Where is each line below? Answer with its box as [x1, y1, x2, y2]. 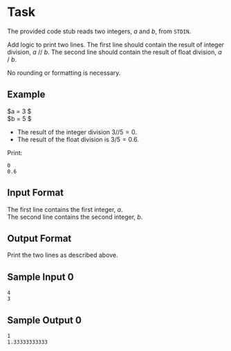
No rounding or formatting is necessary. [7, 69, 121, 77]
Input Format [7, 187, 64, 199]
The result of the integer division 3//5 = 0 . [17, 127, 137, 136]
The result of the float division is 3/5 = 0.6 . [17, 135, 140, 143]
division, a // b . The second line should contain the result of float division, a [7, 48, 223, 56]
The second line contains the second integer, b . [7, 213, 143, 221]
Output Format [7, 233, 72, 244]
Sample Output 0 [7, 314, 82, 326]
